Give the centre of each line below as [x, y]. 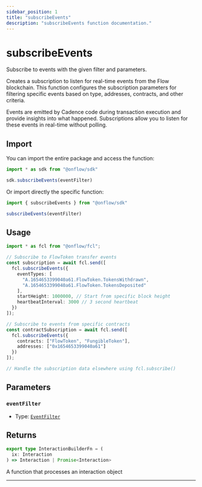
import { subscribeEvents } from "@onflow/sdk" [67, 203]
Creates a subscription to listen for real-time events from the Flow [88, 81]
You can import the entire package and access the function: [80, 159]
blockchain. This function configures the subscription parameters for [91, 87]
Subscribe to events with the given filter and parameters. [77, 69]
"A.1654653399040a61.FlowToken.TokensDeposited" [84, 285]
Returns [22, 435]
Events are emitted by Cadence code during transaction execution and [94, 112]
